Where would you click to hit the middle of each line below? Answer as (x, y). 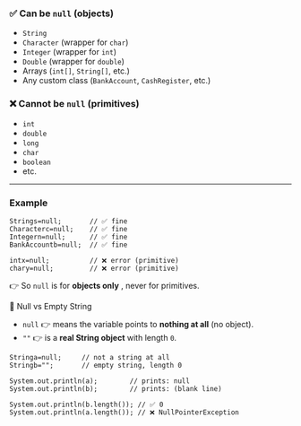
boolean (36, 162)
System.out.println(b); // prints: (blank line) (116, 388)
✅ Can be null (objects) (62, 13)
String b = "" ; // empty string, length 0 (95, 365)
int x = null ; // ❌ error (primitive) (94, 260)
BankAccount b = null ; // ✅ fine (69, 245)
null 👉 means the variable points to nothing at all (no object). (138, 324)
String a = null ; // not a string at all (90, 357)
